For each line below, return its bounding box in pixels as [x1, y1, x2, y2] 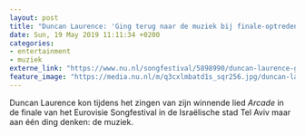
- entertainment [9, 47, 71, 56]
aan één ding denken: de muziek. [9, 116, 134, 127]
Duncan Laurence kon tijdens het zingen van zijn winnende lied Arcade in [9, 97, 284, 108]
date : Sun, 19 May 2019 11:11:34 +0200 [9, 30, 161, 39]
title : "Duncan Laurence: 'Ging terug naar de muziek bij [9, 22, 233, 31]
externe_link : [9, 64, 64, 73]
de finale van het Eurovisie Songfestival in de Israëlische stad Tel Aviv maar [9, 106, 291, 118]
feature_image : [9, 73, 67, 82]
